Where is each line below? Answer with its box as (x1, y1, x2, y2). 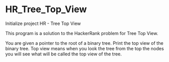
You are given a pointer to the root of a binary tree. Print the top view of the (5, 40, 163, 46)
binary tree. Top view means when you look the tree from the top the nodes (5, 45, 164, 51)
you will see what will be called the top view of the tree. (5, 51, 122, 57)
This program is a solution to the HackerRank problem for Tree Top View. (5, 30, 158, 36)
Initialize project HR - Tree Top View (5, 20, 81, 26)
